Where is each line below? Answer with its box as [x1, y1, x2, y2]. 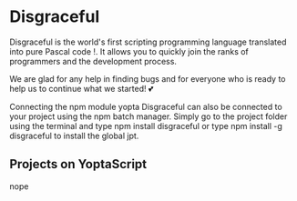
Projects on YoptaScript [9, 156, 148, 172]
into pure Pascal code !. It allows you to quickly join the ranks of [9, 45, 249, 56]
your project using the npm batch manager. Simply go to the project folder [9, 111, 288, 122]
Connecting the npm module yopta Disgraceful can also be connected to [9, 101, 282, 112]
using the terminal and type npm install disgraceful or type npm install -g [9, 120, 282, 131]
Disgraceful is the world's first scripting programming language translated [9, 36, 287, 47]
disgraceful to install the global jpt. [9, 130, 139, 141]
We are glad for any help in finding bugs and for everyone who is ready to [9, 73, 286, 84]
